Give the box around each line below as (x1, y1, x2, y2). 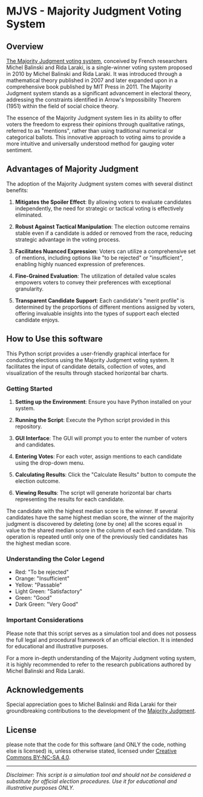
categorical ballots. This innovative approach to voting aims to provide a (6, 133, 185, 141)
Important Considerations (6, 616, 84, 624)
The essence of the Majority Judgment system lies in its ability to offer (6, 114, 182, 121)
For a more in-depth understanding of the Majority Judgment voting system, (6, 654, 196, 662)
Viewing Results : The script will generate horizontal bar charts (14, 489, 172, 496)
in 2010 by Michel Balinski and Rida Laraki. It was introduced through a (6, 70, 182, 77)
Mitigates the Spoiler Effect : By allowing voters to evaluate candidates (14, 198, 192, 206)
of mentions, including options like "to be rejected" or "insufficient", (14, 254, 184, 261)
